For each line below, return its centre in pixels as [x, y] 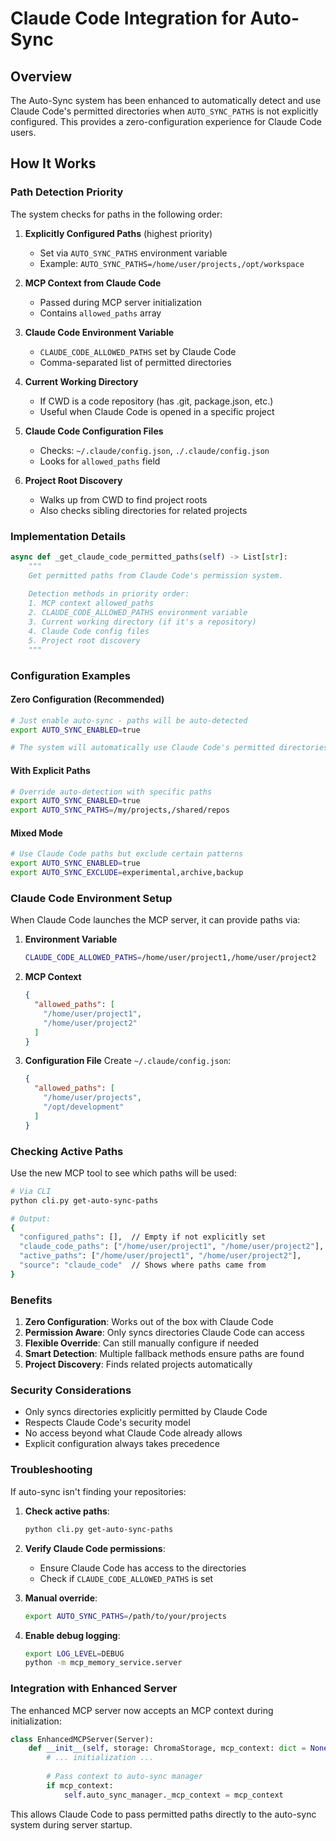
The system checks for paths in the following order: [116, 214]
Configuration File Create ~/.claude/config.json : [128, 1061]
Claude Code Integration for [128, 18]
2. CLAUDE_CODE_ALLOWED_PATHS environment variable [138, 613]
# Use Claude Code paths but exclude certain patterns [127, 854]
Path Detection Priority [67, 192]
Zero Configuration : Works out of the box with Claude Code [149, 1322]
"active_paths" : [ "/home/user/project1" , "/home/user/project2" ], [160, 1256]
